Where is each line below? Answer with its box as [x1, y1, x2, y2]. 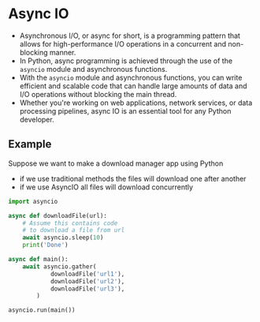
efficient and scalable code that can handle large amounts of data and [19, 80, 247, 91]
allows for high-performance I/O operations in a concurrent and [19, 39, 227, 48]
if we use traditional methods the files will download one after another [19, 174, 247, 183]
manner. [50, 47, 76, 57]
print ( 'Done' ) [22, 241, 69, 249]
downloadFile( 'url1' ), [50, 270, 125, 278]
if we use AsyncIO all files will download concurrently [19, 182, 194, 192]
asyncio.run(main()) [8, 306, 76, 314]
